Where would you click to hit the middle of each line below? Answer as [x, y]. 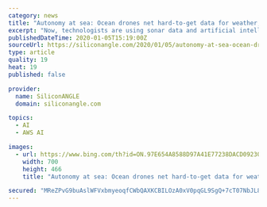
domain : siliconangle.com [58, 104]
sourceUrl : [26, 45]
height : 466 [42, 169]
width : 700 [41, 162]
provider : [25, 89]
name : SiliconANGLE [48, 96]
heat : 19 [23, 67]
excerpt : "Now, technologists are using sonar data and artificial [122, 30]
